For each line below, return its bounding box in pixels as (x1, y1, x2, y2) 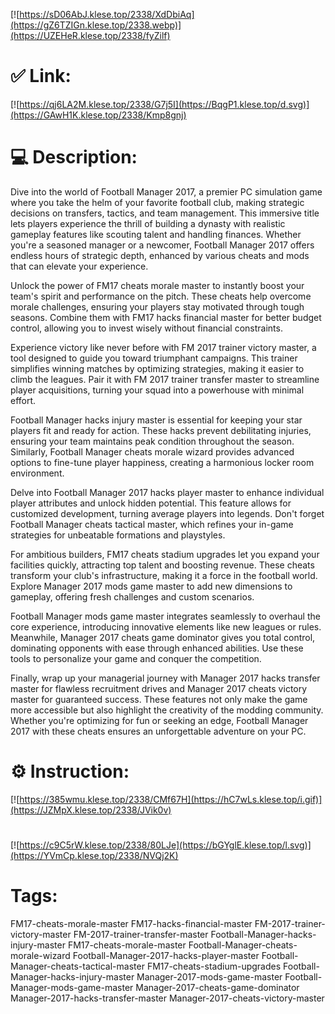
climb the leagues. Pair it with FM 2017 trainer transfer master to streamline (10, 373, 320, 385)
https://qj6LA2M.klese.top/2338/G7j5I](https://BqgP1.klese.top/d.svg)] (19, 98, 310, 110)
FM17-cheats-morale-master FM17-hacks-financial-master (10, 917, 253, 929)
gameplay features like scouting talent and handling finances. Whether (10, 228, 302, 240)
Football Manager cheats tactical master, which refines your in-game (10, 518, 294, 530)
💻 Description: (10, 146, 138, 169)
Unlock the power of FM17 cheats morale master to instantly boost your (10, 279, 305, 291)
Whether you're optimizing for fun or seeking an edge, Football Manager (10, 714, 309, 726)
